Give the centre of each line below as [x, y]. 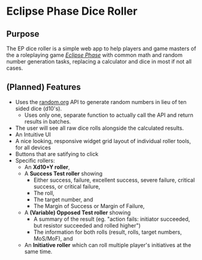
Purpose [23, 34]
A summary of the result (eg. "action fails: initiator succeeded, [112, 219]
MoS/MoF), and [53, 238]
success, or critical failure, [67, 186]
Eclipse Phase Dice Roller [72, 11]
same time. [38, 251]
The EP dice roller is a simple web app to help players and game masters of [101, 48]
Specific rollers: [35, 160]
